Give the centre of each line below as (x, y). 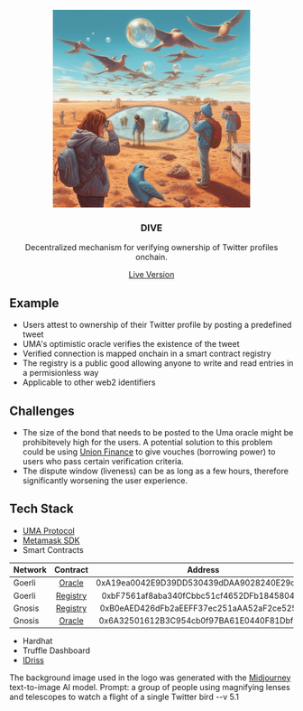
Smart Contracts (53, 549)
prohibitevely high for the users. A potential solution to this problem (147, 442)
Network (30, 570)
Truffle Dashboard (56, 650)
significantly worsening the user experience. (105, 480)
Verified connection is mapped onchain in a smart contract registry (147, 354)
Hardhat (37, 641)
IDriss (33, 660)
